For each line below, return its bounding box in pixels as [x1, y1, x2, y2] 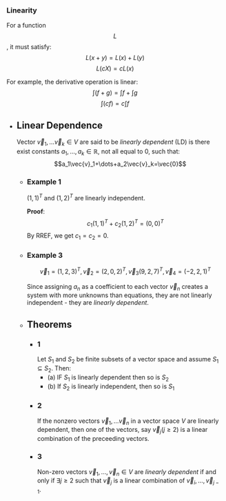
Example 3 [26, 250, 63, 260]
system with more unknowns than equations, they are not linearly [26, 291, 212, 299]
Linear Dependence [16, 120, 103, 131]
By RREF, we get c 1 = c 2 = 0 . [26, 231, 109, 241]
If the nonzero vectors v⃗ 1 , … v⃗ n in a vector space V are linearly [37, 417, 219, 426]
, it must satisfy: [6, 43, 52, 51]
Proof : [26, 207, 45, 216]
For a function [6, 21, 46, 30]
